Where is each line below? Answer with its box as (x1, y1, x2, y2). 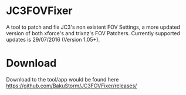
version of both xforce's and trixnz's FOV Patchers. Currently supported (6, 29, 181, 36)
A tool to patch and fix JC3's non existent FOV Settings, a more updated (6, 23, 180, 30)
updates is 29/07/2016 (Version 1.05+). (6, 36, 100, 43)
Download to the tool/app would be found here (6, 76, 119, 83)
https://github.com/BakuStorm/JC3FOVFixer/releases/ (6, 82, 137, 89)
